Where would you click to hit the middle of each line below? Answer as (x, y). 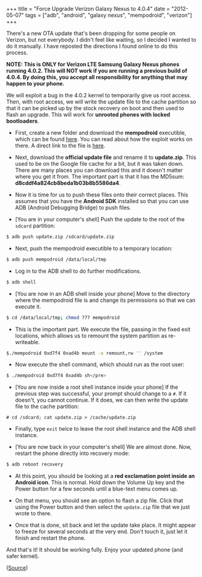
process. (17, 53)
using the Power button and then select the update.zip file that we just (102, 507)
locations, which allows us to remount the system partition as (91, 336)
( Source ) (17, 568)
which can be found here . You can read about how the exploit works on (104, 139)
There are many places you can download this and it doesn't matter (99, 170)
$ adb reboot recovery (35, 465)
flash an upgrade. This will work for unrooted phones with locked (88, 115)
